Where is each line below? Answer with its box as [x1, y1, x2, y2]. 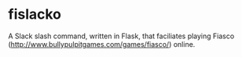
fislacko [8, 5, 61, 23]
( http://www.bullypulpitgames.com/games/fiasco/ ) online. [8, 39, 196, 48]
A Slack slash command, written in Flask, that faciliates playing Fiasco [8, 31, 235, 41]
